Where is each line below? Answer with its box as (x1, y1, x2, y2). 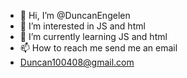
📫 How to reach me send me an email (19, 42, 178, 54)
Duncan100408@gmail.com (19, 56, 135, 68)
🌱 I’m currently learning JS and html (19, 31, 168, 42)
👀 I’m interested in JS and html (19, 20, 146, 32)
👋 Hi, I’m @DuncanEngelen (19, 10, 131, 21)
